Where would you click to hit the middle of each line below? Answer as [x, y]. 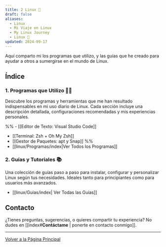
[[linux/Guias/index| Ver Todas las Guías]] [55, 192]
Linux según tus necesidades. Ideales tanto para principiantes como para [80, 177]
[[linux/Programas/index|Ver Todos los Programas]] [65, 146]
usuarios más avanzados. [31, 182]
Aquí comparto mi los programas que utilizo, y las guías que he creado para [82, 56]
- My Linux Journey [30, 33]
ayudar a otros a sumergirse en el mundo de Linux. [57, 61]
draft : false [19, 14]
